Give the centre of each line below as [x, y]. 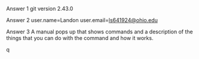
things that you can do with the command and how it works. [80, 38]
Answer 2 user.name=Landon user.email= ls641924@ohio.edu [82, 20]
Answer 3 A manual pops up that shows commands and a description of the [99, 32]
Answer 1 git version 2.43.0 [40, 9]
